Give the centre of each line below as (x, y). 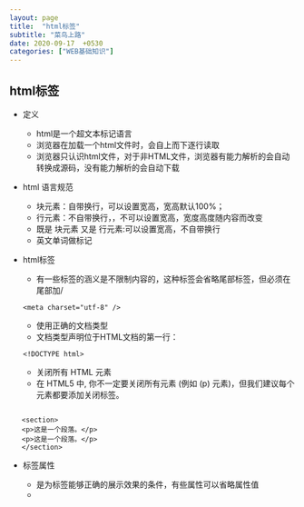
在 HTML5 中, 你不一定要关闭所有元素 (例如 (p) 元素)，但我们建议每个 (165, 383)
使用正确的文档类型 (72, 325)
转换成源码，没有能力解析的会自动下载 (108, 167)
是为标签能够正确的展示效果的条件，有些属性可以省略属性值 (147, 484)
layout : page (34, 18)
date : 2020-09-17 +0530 (56, 43)
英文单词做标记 (64, 240)
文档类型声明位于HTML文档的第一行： (107, 336)
